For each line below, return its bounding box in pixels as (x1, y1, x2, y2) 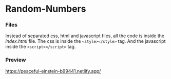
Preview (5, 57, 26, 64)
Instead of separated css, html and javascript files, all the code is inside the (5, 33, 165, 39)
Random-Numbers (5, 3, 86, 15)
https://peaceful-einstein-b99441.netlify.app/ (5, 68, 101, 74)
